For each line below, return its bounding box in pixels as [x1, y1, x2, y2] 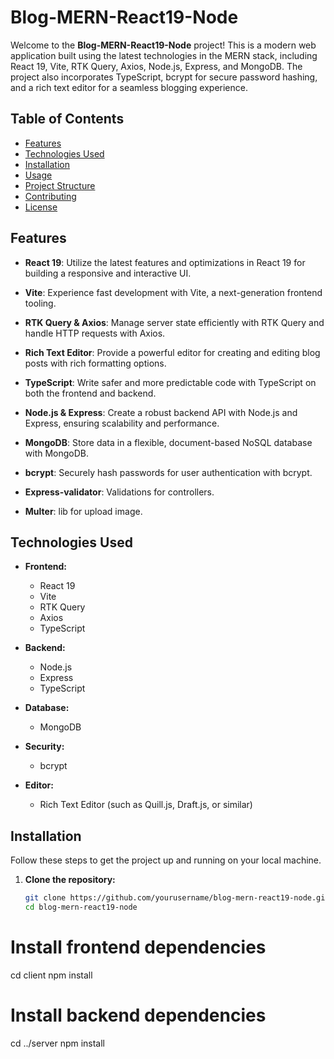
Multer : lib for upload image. [24, 505, 143, 517]
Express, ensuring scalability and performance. [24, 417, 220, 429]
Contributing [24, 190, 77, 202]
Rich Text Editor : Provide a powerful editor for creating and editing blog [24, 346, 321, 358]
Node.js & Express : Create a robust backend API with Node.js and [24, 406, 298, 418]
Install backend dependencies [10, 1004, 267, 1027]
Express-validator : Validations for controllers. [24, 486, 215, 498]
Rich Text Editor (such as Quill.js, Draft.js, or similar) [39, 799, 253, 811]
